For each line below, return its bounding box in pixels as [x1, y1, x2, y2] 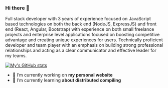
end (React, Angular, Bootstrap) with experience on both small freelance [5, 26, 154, 32]
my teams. [5, 53, 27, 59]
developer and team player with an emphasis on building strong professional [5, 42, 163, 48]
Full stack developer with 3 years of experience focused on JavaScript [5, 16, 151, 22]
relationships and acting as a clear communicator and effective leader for [5, 47, 156, 54]
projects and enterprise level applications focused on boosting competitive [5, 32, 160, 38]
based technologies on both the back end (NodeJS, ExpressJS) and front [5, 21, 157, 27]
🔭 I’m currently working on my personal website [12, 72, 113, 78]
